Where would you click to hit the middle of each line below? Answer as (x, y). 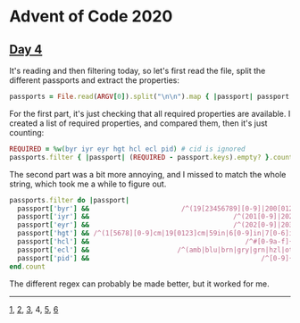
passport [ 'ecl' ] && (54, 250)
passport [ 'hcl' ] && (54, 242)
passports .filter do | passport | (69, 200)
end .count (28, 266)
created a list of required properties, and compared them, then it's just (138, 123)
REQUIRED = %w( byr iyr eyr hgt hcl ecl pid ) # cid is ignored (127, 149)
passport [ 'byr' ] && (54, 208)
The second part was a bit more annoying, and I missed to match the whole (148, 174)
